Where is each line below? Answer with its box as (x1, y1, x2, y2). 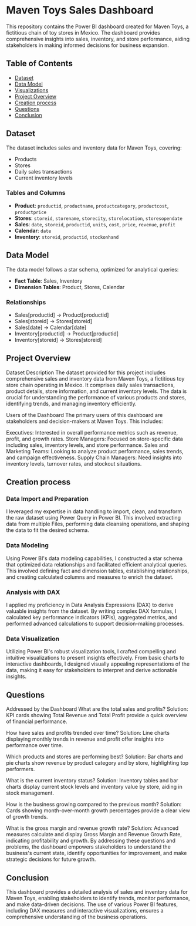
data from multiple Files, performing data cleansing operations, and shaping (6, 520, 190, 528)
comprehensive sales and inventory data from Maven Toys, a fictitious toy (6, 375, 185, 382)
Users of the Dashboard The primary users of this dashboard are (6, 411, 163, 418)
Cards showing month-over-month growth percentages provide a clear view (6, 807, 191, 814)
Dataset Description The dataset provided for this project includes (6, 369, 166, 376)
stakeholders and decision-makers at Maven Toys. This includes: (6, 418, 163, 425)
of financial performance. (6, 718, 67, 725)
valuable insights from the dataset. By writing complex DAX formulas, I (6, 608, 177, 615)
